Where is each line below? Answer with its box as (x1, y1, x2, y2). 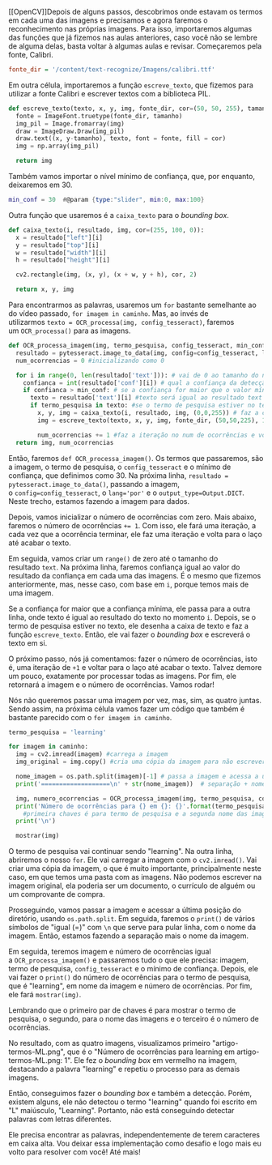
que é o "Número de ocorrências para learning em (66, 1047, 236, 1056)
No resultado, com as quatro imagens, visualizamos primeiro (8, 1039, 210, 1048)
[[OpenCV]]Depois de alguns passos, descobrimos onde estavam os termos (8, 7, 263, 16)
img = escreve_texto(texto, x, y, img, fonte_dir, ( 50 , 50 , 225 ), (37, 416, 259, 425)
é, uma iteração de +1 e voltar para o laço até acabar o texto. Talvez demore (8, 662, 262, 672)
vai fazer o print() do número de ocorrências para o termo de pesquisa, (8, 972, 251, 983)
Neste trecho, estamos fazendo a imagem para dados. (8, 496, 190, 506)
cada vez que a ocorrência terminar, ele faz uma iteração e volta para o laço (8, 529, 263, 539)
